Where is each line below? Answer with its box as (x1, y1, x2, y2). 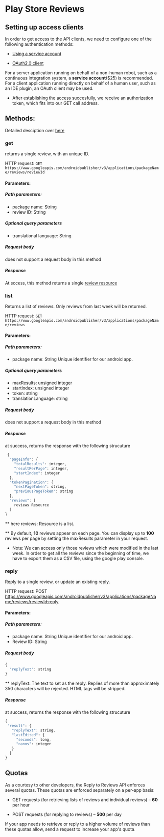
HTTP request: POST (5, 588, 47, 594)
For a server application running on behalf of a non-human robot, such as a (5, 70, 157, 76)
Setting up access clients (5, 23, 84, 31)
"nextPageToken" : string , (14, 484, 67, 489)
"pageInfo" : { (9, 457, 38, 462)
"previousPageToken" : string (14, 489, 73, 494)
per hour (12, 802, 30, 808)
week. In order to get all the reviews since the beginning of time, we (12, 550, 149, 556)
